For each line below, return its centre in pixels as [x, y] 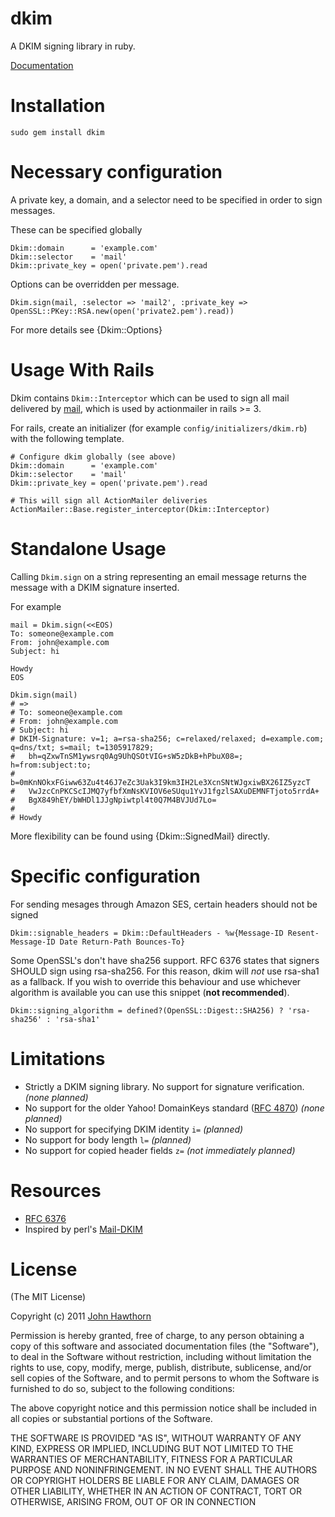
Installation [58, 106]
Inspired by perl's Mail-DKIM [83, 1229]
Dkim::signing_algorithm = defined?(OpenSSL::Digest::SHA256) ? [147, 1010]
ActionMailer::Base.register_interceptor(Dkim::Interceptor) [140, 509]
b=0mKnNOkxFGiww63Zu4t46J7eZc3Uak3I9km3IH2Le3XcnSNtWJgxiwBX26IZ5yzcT [160, 782]
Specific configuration [105, 876]
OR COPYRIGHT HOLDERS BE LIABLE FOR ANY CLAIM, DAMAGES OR [155, 1481]
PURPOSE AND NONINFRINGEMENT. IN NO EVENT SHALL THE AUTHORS [164, 1470]
